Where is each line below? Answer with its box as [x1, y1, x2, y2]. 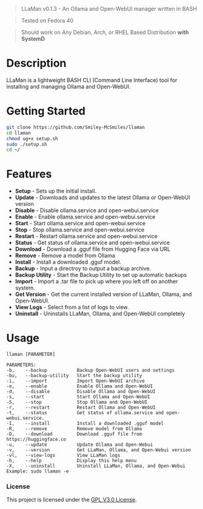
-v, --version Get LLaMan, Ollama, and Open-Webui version [6, 447, 191, 453]
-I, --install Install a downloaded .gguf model [6, 420, 164, 427]
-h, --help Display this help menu [6, 458, 137, 464]
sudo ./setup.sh [6, 141, 47, 148]
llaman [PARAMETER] [6, 352, 56, 358]
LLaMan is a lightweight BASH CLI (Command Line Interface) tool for [6, 76, 178, 84]
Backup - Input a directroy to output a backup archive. [15, 265, 151, 272]
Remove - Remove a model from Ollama [15, 252, 115, 259]
